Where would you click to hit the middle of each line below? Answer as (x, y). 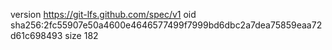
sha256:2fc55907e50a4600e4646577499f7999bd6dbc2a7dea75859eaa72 (166, 25)
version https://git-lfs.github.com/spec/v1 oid (103, 14)
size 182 (81, 35)
